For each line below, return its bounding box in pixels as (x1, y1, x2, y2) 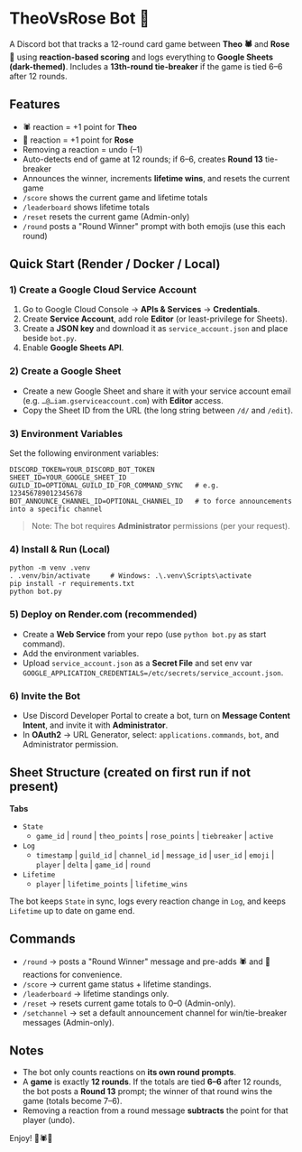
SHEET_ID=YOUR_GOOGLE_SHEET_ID (9, 473, 127, 482)
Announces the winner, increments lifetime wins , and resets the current (22, 172, 290, 183)
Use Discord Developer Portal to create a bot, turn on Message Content (22, 710, 291, 720)
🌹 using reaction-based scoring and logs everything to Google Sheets (9, 51, 273, 62)
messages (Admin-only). (22, 1017, 114, 1027)
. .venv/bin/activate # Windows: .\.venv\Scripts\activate (9, 571, 252, 581)
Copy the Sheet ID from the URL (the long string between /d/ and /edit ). (22, 404, 293, 415)
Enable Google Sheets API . (22, 342, 124, 353)
